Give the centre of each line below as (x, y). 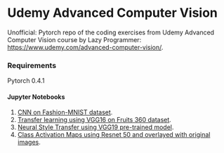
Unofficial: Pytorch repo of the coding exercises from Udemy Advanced (111, 32)
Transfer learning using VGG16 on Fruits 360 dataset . (94, 120)
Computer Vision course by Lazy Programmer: (74, 39)
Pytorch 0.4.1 (26, 81)
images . (29, 142)
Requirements (32, 65)
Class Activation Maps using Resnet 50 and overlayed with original (114, 135)
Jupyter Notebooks (36, 97)
